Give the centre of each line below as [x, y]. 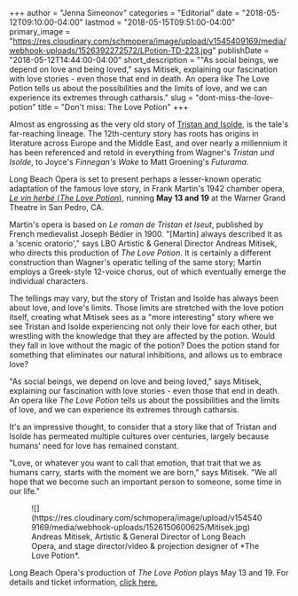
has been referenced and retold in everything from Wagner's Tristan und [142, 153]
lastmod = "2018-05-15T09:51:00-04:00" [161, 22]
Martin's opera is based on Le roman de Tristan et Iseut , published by [137, 224]
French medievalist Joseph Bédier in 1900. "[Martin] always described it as [146, 234]
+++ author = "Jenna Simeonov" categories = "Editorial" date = [125, 13]
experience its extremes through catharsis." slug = [101, 98]
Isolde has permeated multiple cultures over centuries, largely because [139, 436]
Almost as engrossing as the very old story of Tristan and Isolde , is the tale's [149, 124]
